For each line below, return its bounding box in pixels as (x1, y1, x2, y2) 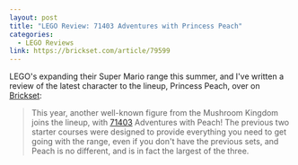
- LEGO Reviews (17, 38, 74, 48)
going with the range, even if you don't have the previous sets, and (31, 136, 279, 147)
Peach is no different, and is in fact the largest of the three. (31, 145, 250, 157)
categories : (9, 30, 54, 39)
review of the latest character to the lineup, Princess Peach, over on (9, 81, 260, 91)
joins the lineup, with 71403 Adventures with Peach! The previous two (31, 117, 290, 128)
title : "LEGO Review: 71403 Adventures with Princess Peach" (9, 22, 243, 30)
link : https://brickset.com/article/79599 (9, 47, 171, 56)
